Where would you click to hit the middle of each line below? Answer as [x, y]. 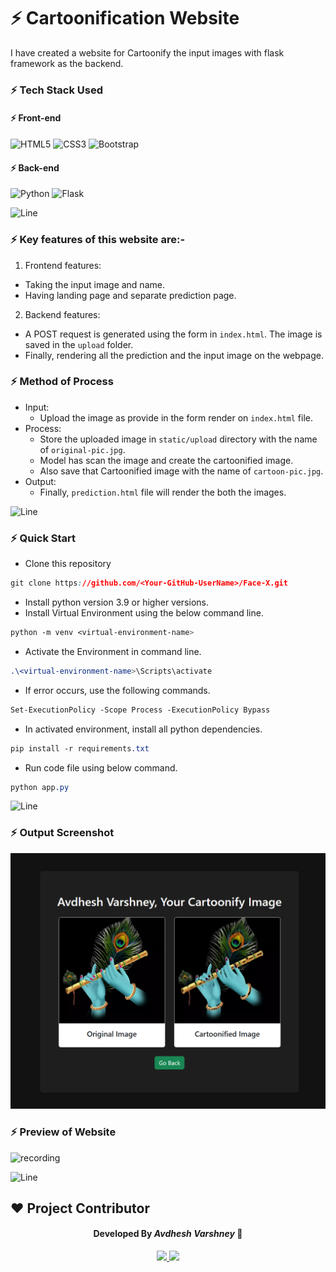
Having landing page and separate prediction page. [130, 295]
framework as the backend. [67, 63]
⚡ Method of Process [62, 382]
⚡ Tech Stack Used [57, 90]
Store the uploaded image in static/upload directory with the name [178, 439]
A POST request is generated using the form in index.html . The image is [173, 334]
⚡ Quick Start [43, 538]
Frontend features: [63, 265]
